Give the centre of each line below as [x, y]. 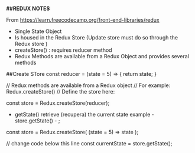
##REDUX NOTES [28, 9]
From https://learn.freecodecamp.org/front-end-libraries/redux [83, 20]
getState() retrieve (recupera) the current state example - [84, 114]
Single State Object [38, 31]
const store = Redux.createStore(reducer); [58, 103]
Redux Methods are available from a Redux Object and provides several [102, 56]
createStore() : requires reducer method [63, 50]
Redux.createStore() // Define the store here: [61, 92]
